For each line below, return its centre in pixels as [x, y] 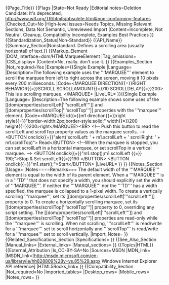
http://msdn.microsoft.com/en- [66, 256]
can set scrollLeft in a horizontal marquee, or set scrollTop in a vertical [78, 148]
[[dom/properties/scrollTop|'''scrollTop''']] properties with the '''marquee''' [83, 110]
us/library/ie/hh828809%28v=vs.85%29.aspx [53, 261]
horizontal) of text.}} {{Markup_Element [46, 51]
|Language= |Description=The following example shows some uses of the [82, 99]
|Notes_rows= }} [22, 277]
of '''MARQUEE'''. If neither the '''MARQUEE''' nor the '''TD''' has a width [81, 186]
